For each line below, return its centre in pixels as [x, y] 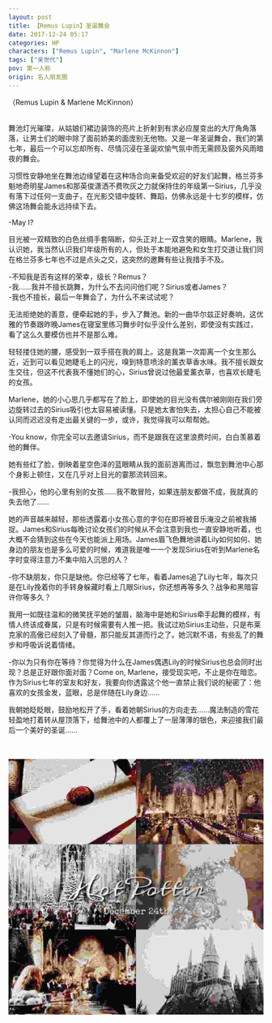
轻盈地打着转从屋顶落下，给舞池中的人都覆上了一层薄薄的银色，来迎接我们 [132, 720]
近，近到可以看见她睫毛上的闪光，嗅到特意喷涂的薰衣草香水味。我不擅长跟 [132, 362]
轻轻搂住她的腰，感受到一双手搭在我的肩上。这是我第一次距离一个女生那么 [132, 351]
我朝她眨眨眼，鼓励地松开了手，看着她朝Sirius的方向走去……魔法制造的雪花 [134, 709]
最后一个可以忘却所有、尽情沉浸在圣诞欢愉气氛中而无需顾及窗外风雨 [143, 148]
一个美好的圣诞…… [47, 729]
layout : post [30, 17]
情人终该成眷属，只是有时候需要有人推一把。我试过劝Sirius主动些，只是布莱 [135, 624]
